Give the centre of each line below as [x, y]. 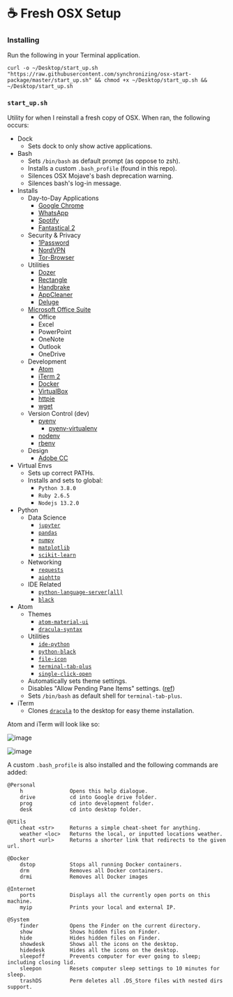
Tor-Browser [56, 257]
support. [20, 987]
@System [18, 919]
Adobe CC [53, 458]
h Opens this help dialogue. [84, 791]
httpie [46, 399]
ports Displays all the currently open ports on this [115, 895]
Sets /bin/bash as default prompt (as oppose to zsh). [104, 161]
